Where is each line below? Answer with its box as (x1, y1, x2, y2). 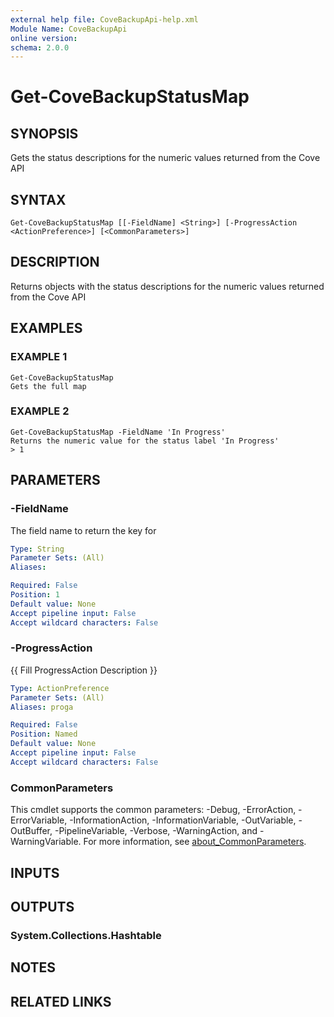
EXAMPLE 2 (10, 404, 70, 418)
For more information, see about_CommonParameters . (83, 836, 307, 848)
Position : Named (10, 729, 78, 740)
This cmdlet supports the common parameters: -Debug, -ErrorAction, (10, 804, 297, 816)
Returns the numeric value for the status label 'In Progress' (10, 436, 280, 446)
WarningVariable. (10, 836, 82, 848)
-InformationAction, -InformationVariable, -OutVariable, (69, 814, 297, 826)
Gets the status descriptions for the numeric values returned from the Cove (10, 152, 321, 164)
